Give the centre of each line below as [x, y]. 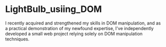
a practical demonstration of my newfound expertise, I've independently [79, 28]
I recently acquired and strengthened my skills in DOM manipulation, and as [83, 23]
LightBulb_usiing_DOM [53, 9]
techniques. [17, 39]
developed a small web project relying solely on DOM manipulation [74, 33]
